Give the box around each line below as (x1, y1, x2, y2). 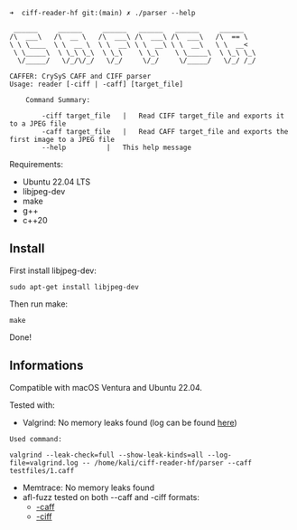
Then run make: (9, 298, 69, 309)
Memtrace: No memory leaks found (22, 482, 155, 493)
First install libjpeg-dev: (9, 265, 97, 276)
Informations (9, 358, 84, 374)
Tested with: (9, 399, 56, 411)
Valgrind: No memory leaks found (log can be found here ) (22, 417, 237, 428)
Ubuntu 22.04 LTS (22, 176, 91, 187)
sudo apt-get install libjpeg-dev (9, 282, 140, 291)
